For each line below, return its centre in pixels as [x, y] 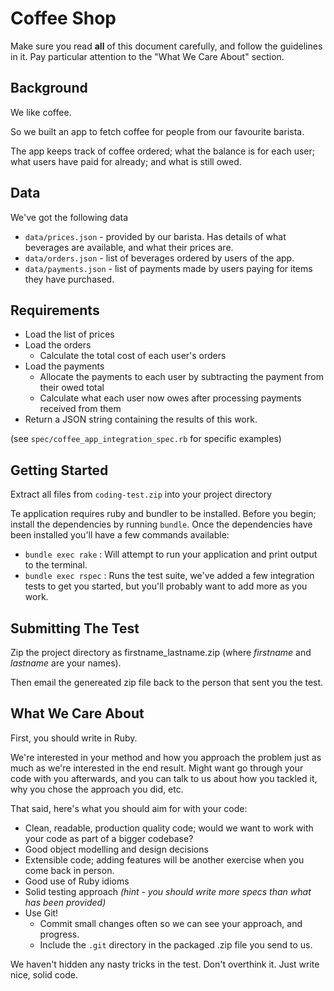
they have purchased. [69, 279]
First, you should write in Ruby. [74, 738]
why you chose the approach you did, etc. [97, 789]
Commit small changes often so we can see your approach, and [171, 923]
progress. [59, 934]
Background [49, 88]
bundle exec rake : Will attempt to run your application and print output [171, 554]
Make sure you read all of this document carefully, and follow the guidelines [166, 46]
